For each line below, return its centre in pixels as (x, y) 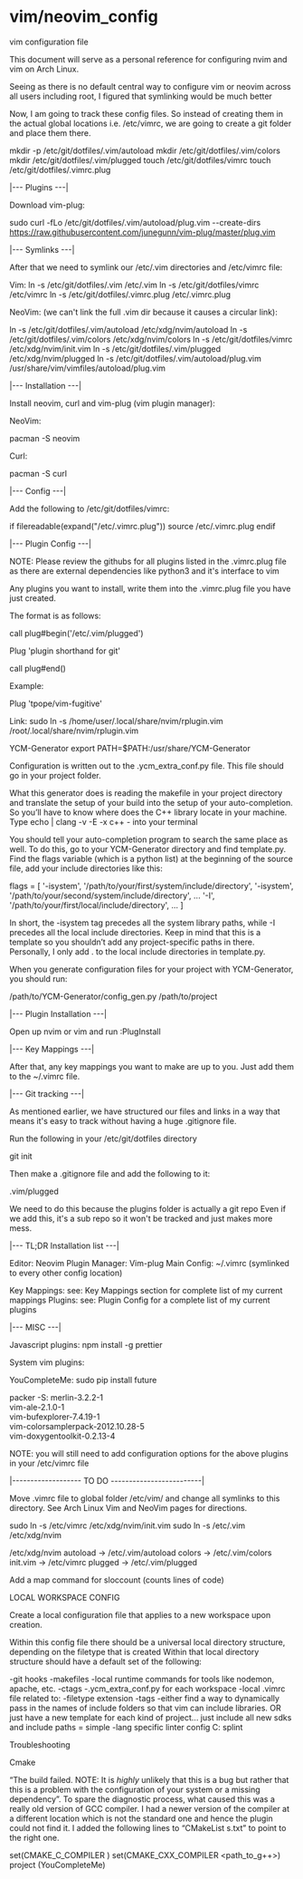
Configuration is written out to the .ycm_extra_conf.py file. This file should (147, 765)
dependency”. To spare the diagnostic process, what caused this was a (142, 1799)
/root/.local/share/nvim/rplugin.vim (74, 731)
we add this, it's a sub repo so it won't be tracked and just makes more (141, 1218)
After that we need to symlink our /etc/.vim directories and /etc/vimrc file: (146, 267)
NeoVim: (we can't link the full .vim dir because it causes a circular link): (143, 312)
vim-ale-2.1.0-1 (37, 1407)
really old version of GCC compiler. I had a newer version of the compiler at (150, 1808)
